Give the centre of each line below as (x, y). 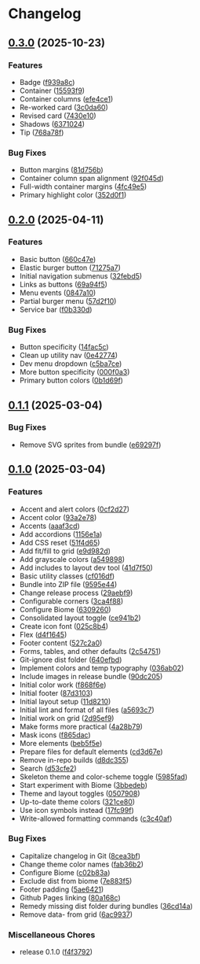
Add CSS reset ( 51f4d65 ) (60, 542)
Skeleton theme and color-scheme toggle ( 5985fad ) (104, 777)
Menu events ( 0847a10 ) (58, 293)
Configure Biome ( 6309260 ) (65, 609)
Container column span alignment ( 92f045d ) (92, 179)
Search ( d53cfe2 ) (48, 768)
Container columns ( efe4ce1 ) (66, 98)
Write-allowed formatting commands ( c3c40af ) (96, 818)
